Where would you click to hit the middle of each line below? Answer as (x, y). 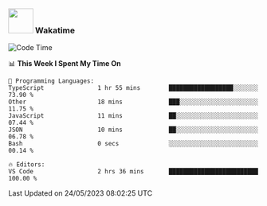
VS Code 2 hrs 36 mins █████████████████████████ (133, 172)
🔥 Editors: (27, 165)
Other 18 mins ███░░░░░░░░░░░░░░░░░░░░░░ (133, 102)
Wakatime (55, 30)
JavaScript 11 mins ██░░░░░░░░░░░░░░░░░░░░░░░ (133, 116)
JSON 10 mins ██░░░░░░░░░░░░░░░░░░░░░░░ (133, 130)
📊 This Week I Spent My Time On (65, 64)
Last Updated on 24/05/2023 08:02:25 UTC (80, 193)
